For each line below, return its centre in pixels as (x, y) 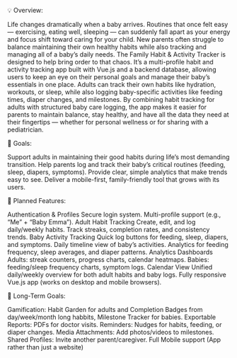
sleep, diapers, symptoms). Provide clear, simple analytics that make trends (117, 172)
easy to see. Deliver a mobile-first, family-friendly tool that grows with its (114, 179)
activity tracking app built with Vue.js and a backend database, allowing (112, 69)
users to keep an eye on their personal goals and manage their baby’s (109, 77)
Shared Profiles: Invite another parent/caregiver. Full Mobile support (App (114, 340)
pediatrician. (25, 129)
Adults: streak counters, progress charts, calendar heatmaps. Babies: (108, 260)
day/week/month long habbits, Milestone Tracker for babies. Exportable (112, 317)
